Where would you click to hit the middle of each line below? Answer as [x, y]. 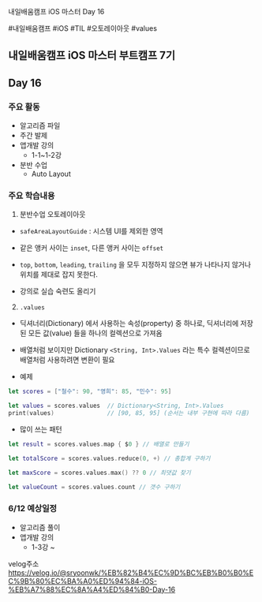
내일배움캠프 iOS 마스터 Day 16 [56, 11]
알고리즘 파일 [40, 125]
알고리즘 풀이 [40, 527]
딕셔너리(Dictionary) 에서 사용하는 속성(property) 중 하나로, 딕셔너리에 [129, 323]
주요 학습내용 [32, 196]
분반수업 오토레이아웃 [52, 215]
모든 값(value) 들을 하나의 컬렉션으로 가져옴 [95, 333]
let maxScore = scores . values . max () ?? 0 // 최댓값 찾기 [99, 473]
